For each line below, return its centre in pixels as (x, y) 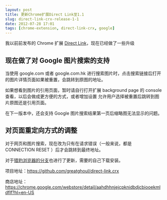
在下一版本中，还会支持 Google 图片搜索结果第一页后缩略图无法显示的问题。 (84, 113)
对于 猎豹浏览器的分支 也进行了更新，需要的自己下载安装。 (64, 160)
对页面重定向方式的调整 (41, 130)
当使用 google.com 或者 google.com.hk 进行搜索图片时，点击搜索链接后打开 (83, 73)
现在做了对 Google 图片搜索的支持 (57, 60)
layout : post (19, 10)
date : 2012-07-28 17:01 (30, 24)
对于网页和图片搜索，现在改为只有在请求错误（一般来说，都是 (69, 143)
